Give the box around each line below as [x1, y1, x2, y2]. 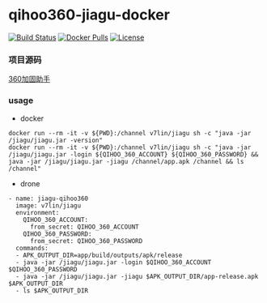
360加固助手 [8, 75, 51, 84]
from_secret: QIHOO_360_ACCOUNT [29, 223, 139, 231]
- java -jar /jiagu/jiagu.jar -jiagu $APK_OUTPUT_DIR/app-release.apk [15, 272, 259, 280]
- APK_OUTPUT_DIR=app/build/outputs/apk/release [15, 251, 183, 259]
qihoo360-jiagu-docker [8, 6, 170, 24]
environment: [15, 208, 60, 216]
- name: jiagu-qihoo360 [8, 194, 89, 203]
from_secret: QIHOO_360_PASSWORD [29, 237, 143, 245]
